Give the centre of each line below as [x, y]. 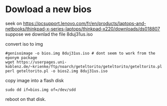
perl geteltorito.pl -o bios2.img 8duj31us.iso [57, 71]
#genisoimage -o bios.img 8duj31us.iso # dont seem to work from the [80, 53]
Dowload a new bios [48, 9]
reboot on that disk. [26, 99]
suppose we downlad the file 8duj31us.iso [49, 34]
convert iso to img [24, 44]
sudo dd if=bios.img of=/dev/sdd [41, 90]
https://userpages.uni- [42, 62]
